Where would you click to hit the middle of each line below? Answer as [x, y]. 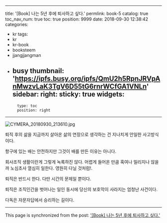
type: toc [27, 106]
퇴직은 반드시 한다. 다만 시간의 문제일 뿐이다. [48, 179]
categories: [17, 24]
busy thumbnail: [38, 71]
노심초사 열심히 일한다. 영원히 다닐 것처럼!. [51, 168]
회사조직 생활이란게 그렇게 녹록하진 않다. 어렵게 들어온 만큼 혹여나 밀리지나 [78, 162]
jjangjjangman [27, 55]
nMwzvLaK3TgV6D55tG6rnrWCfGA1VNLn [79, 87]
